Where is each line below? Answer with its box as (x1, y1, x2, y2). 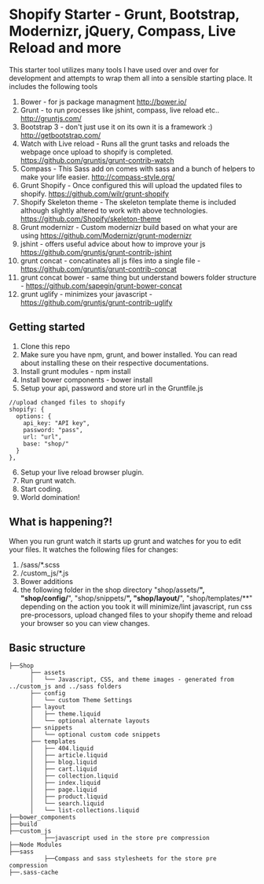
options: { (16, 412, 52, 420)
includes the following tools (9, 81, 98, 91)
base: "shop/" (23, 439, 69, 448)
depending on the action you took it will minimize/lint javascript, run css (20, 601, 252, 611)
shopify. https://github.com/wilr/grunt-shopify (20, 189, 170, 198)
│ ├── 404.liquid (29, 745, 93, 753)
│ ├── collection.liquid (29, 772, 119, 780)
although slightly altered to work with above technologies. (20, 205, 208, 215)
